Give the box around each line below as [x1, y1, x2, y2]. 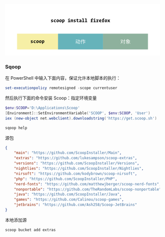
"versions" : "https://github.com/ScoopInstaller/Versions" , [14, 161, 139, 166]
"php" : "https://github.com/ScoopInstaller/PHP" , [14, 176, 118, 181]
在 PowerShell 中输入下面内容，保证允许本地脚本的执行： [5, 75, 121, 81]
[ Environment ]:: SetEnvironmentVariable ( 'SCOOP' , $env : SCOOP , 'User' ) [5, 111, 151, 116]
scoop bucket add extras [5, 227, 56, 232]
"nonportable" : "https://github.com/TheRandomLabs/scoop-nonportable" [14, 187, 162, 192]
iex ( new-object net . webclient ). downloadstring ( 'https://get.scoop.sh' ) [5, 116, 157, 121]
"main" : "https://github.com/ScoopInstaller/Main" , [14, 150, 122, 155]
